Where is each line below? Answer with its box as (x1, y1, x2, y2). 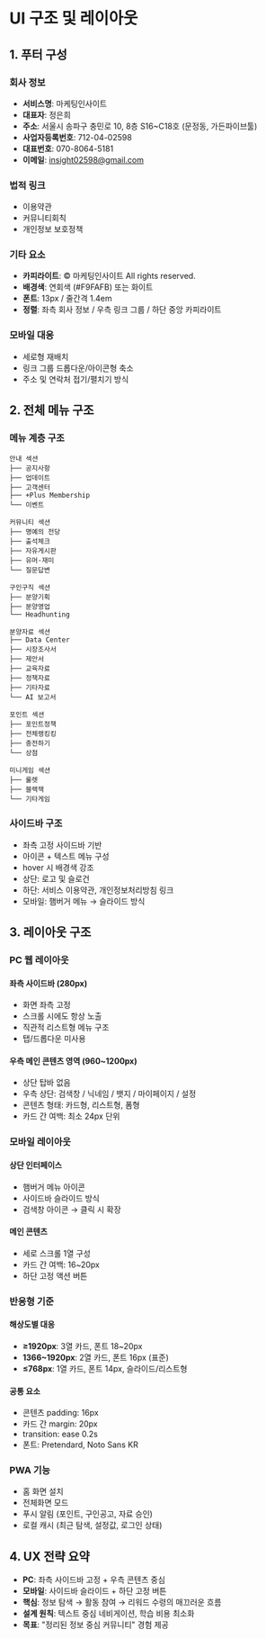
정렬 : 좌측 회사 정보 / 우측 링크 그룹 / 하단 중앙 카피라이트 (22, 304, 222, 315)
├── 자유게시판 (9, 546, 57, 556)
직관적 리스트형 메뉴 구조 (22, 1022, 110, 1033)
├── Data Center (9, 635, 70, 644)
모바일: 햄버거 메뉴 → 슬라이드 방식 (22, 895, 146, 906)
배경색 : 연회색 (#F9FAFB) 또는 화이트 (22, 282, 154, 292)
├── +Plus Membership (9, 491, 91, 500)
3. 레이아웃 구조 (9, 924, 92, 940)
